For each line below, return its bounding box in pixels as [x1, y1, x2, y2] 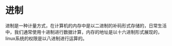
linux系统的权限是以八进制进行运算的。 [5, 35, 87, 41]
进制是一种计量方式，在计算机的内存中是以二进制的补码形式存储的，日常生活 [5, 22, 167, 29]
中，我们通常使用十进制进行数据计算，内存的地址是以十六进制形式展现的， [5, 29, 162, 35]
